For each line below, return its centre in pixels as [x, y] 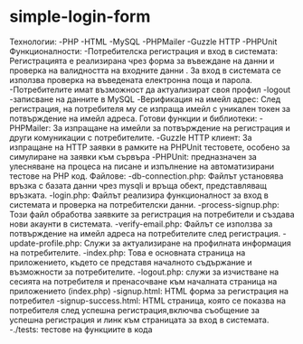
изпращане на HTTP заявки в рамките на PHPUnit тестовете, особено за [150, 147]
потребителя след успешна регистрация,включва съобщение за [135, 310]
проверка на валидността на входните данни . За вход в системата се [146, 70]
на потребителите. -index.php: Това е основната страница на [128, 252]
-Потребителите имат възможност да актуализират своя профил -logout [150, 89]
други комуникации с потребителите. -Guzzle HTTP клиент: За [131, 137]
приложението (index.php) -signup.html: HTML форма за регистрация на [149, 291]
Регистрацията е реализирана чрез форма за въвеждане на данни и [142, 60]
